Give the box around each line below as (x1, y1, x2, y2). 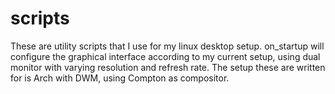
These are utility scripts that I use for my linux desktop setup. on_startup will (10, 40, 325, 52)
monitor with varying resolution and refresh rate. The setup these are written (10, 61, 326, 73)
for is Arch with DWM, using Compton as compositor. (10, 72, 230, 84)
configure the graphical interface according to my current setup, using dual (10, 50, 321, 62)
